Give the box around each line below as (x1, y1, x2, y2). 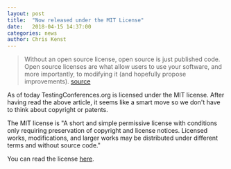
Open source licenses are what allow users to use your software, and (24, 63, 222, 71)
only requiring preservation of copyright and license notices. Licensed (7, 127, 208, 135)
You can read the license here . (7, 154, 95, 163)
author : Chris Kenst (7, 36, 67, 43)
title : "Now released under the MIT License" (7, 17, 144, 24)
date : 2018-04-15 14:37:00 (7, 23, 92, 30)
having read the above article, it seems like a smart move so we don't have (7, 98, 221, 106)
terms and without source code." (7, 141, 101, 150)
